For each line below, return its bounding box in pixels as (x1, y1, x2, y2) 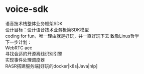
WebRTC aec (5, 45, 33, 51)
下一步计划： (5, 39, 32, 45)
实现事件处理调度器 (5, 57, 45, 63)
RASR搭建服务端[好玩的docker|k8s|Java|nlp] (5, 63, 98, 69)
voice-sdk (5, 3, 49, 15)
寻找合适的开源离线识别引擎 (5, 51, 63, 57)
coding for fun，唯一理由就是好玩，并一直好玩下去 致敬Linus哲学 (5, 33, 139, 39)
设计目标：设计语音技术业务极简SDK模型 (5, 26, 89, 33)
